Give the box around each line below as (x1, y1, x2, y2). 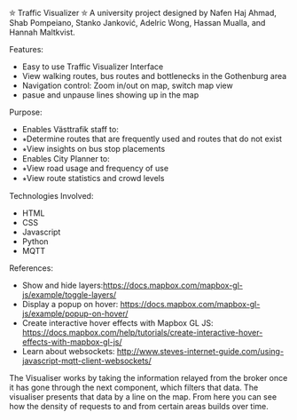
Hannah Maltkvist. (9, 27, 75, 37)
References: (9, 263, 53, 273)
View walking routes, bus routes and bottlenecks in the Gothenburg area (21, 71, 287, 81)
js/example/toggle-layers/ (21, 289, 117, 300)
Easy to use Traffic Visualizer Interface (21, 61, 164, 72)
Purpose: (9, 107, 43, 117)
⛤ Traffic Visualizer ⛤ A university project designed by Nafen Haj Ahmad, (9, 8, 277, 18)
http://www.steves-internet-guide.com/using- (116, 346, 285, 356)
